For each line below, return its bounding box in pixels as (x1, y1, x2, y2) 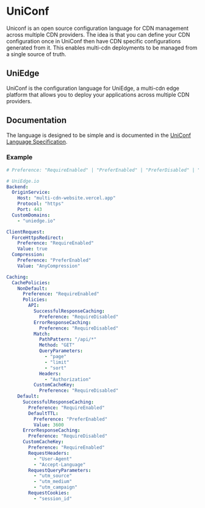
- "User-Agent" (33, 455, 72, 462)
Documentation (6, 115, 67, 126)
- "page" (45, 353, 67, 360)
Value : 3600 (33, 422, 64, 428)
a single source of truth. (6, 50, 67, 57)
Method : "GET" (38, 342, 75, 348)
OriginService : (12, 190, 51, 196)
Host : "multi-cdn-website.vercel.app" (17, 195, 116, 201)
